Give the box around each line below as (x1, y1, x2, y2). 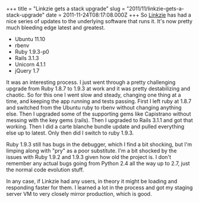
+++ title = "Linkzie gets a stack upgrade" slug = (6, 5, 126, 12)
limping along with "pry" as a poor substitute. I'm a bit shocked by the (6, 147, 177, 154)
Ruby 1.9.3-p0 (14, 48, 49, 55)
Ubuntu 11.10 (14, 36, 46, 42)
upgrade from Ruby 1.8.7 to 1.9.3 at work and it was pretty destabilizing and (6, 85, 191, 92)
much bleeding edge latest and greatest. (6, 24, 106, 31)
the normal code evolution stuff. (6, 166, 84, 173)
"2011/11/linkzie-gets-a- (127, 5, 184, 12)
